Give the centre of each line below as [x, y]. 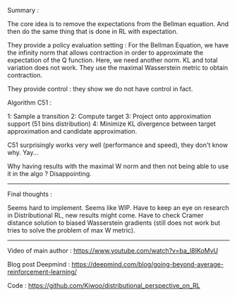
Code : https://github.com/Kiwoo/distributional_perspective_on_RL [104, 285]
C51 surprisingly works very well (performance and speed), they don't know [117, 145]
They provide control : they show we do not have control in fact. [100, 89]
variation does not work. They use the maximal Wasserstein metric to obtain [118, 68]
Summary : [23, 10]
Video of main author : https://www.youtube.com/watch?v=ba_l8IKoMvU [113, 251]
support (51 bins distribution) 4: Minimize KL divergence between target [112, 124]
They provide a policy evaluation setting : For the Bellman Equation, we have [118, 45]
